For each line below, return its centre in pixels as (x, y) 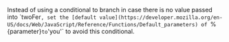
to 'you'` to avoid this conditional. (88, 31)
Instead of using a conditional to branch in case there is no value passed (110, 10)
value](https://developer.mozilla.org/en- (161, 18)
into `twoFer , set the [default (52, 17)
